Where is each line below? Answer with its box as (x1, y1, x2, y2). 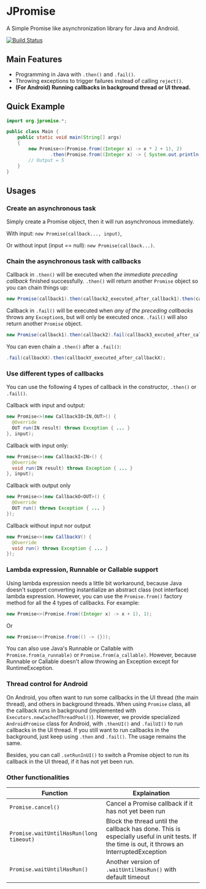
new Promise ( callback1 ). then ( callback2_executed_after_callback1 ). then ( (6, 296, 196, 302)
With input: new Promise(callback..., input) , (6, 230, 123, 237)
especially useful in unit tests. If (105, 832, 197, 841)
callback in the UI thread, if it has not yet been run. (6, 758, 134, 765)
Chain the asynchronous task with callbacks (6, 257, 142, 266)
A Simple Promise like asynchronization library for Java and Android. (6, 25, 180, 32)
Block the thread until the (105, 817, 178, 825)
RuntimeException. (6, 664, 54, 672)
